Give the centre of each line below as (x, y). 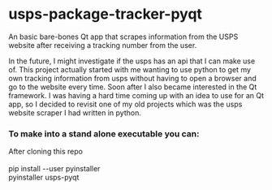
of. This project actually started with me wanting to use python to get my (130, 69)
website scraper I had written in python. (75, 112)
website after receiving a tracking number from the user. (103, 45)
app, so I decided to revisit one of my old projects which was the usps (125, 104)
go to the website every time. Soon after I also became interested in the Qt (133, 87)
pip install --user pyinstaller (54, 169)
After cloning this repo (46, 152)
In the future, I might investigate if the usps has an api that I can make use (132, 61)
